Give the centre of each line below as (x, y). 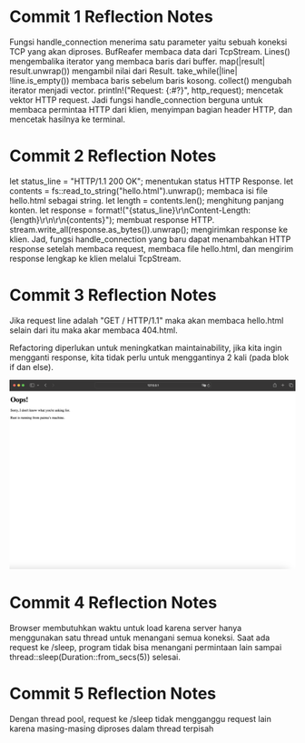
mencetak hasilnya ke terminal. (67, 119)
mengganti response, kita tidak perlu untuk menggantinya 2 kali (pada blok (149, 357)
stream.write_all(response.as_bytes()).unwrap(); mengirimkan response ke (149, 229)
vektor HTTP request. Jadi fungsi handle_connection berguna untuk (136, 100)
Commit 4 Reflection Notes (113, 603)
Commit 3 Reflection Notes (113, 295)
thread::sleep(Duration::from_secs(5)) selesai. (95, 657)
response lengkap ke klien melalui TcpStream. (95, 258)
